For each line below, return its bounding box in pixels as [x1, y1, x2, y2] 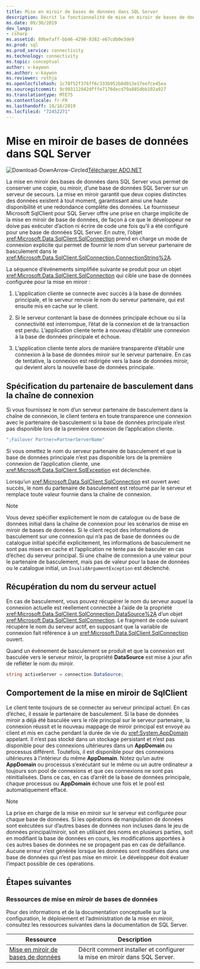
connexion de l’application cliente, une [6, 460, 101, 467]
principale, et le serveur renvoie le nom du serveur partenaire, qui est [14, 296, 185, 304]
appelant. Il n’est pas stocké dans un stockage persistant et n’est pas [6, 735, 175, 742]
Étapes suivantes [6, 877, 72, 887]
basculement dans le [6, 248, 58, 255]
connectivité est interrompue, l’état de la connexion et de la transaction [14, 320, 189, 328]
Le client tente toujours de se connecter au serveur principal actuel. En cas [6, 704, 190, 711]
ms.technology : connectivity [6, 53, 79, 59]
